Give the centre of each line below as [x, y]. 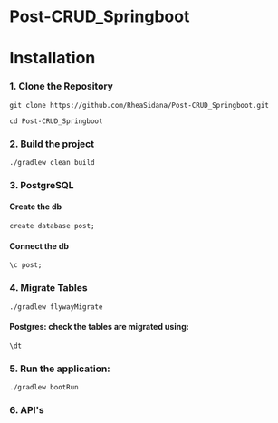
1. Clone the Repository [61, 86]
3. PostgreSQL [42, 185]
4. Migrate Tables [48, 288]
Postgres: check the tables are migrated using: [99, 327]
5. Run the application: [60, 369]
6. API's [27, 410]
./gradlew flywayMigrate [56, 307]
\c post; [26, 265]
